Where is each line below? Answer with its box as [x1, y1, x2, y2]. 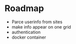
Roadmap [4, 3, 44, 14]
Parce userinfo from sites [11, 19, 63, 25]
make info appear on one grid [11, 24, 71, 29]
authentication [11, 29, 41, 35]
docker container [11, 34, 46, 40]
